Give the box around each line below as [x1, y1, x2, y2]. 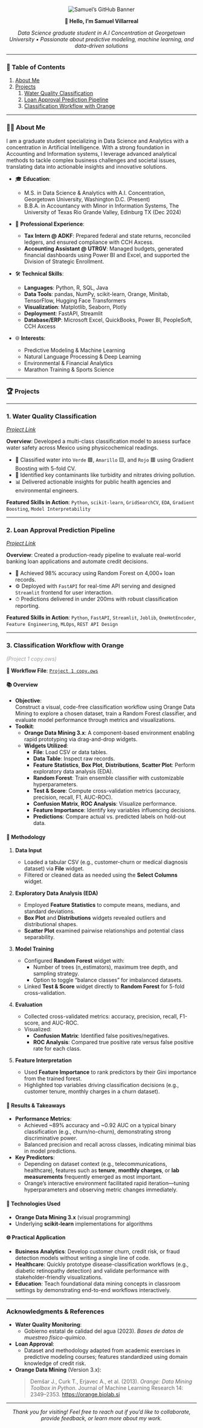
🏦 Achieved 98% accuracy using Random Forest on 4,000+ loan [14, 570, 175, 577]
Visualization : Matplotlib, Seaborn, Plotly [24, 303, 127, 311]
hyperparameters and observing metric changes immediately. [24, 1186, 178, 1193]
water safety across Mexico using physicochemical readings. [6, 444, 159, 451]
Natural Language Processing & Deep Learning [24, 352, 141, 360]
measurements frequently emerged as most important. [24, 1173, 162, 1180]
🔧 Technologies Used [6, 1200, 61, 1207]
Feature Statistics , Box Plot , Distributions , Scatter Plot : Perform [33, 761, 195, 769]
